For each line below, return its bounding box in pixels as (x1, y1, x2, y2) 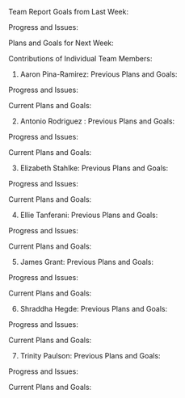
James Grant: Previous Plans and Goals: (19, 258, 154, 266)
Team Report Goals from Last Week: (8, 7, 129, 16)
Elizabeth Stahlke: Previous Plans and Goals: (19, 163, 168, 173)
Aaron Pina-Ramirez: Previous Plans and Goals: (19, 69, 178, 79)
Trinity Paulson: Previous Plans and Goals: (19, 351, 161, 360)
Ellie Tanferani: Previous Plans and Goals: (19, 210, 158, 220)
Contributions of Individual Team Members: (8, 54, 153, 63)
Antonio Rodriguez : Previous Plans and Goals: (19, 116, 175, 126)
